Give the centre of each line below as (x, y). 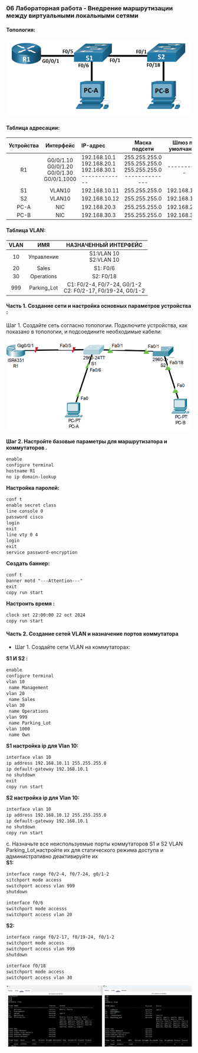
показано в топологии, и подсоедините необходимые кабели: (84, 331)
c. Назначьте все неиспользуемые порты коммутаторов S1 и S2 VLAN (95, 844)
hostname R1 (21, 471)
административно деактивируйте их (52, 856)
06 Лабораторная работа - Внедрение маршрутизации (90, 8)
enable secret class (32, 505)
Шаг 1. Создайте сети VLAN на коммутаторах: (72, 647)
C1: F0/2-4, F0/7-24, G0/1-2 (104, 285)
